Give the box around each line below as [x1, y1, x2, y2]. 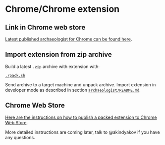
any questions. [5, 134, 36, 140]
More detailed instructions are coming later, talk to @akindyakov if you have [5, 129, 160, 135]
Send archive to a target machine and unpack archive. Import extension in [5, 81, 156, 87]
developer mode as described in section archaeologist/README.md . [5, 87, 141, 93]
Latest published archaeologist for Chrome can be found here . [5, 36, 132, 42]
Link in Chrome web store [5, 23, 86, 32]
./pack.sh [5, 73, 26, 78]
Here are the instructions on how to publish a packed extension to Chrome [5, 114, 157, 120]
